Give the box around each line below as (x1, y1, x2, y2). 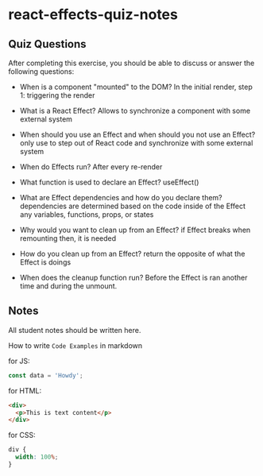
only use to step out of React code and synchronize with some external (19, 138, 253, 148)
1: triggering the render (19, 91, 95, 100)
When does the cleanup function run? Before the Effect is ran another (19, 273, 248, 282)
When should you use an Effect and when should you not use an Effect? (19, 130, 256, 139)
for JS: (8, 356, 30, 366)
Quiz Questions (8, 37, 87, 51)
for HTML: (8, 385, 42, 395)
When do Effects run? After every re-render (19, 162, 163, 172)
